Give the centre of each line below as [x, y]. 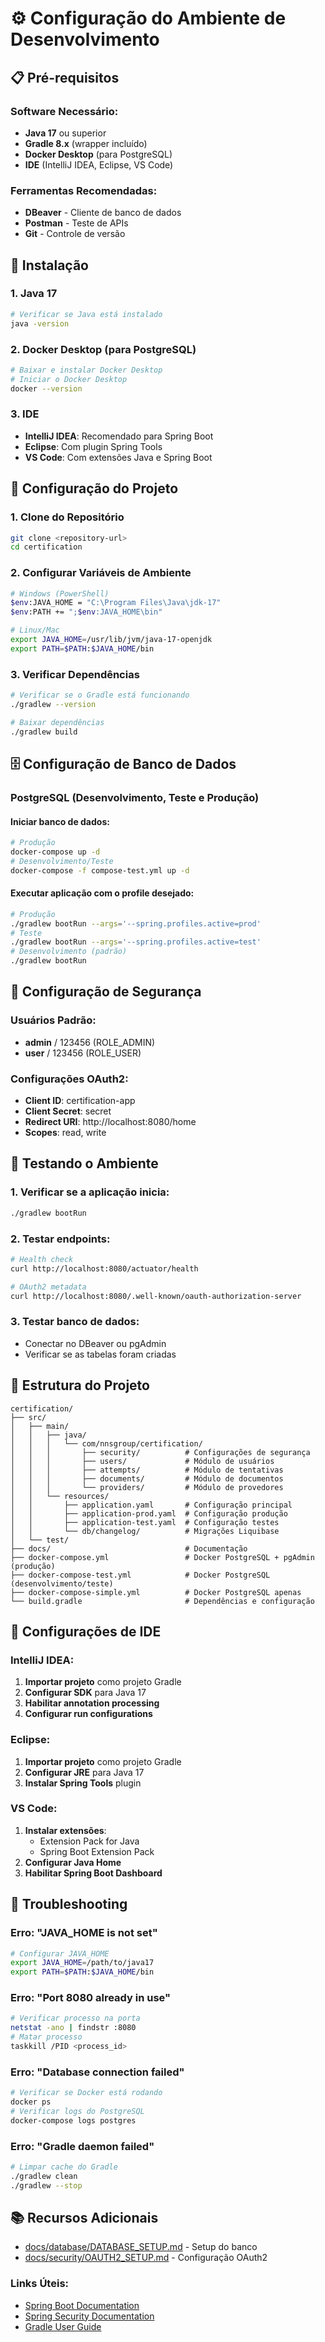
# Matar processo [46, 2037]
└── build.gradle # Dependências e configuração [162, 1601]
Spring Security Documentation [89, 2316]
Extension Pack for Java [89, 1841]
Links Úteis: [40, 2284]
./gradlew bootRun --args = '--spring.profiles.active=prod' [136, 923]
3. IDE [25, 414]
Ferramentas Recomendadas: [84, 190]
